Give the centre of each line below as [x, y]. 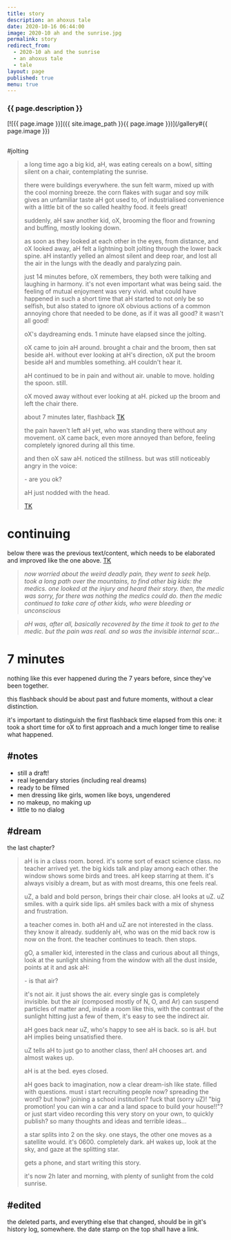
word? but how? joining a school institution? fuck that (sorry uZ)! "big [122, 1099]
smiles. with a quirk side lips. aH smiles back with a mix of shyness [119, 904]
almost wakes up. [49, 1058]
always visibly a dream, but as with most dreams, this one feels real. [121, 883]
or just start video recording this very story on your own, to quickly [119, 1114]
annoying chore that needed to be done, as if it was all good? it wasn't [124, 313]
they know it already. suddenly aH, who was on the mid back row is [120, 932]
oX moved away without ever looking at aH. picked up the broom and [122, 396]
